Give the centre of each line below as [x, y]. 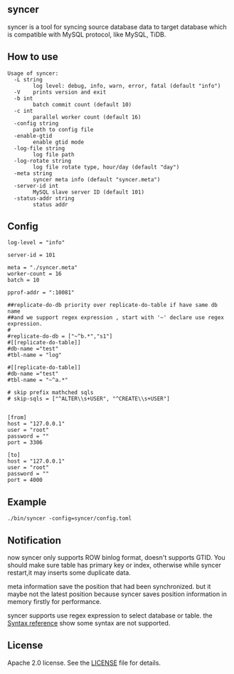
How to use [33, 57]
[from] [17, 418]
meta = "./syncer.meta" [43, 268]
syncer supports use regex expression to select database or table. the [110, 615]
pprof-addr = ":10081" [41, 293]
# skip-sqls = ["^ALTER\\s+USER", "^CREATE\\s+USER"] [89, 399]
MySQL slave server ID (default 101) [89, 192]
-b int [23, 98]
